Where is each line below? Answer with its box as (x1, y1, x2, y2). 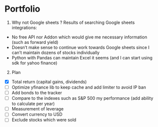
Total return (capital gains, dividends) (11, 79, 87, 85)
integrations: (11, 24, 37, 30)
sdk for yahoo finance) (11, 60, 58, 66)
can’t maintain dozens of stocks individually (11, 50, 100, 55)
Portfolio (4, 3, 40, 15)
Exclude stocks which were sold (11, 117, 77, 123)
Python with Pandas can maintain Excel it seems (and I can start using (11, 54, 153, 60)
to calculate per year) (11, 101, 55, 107)
